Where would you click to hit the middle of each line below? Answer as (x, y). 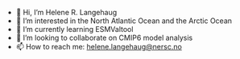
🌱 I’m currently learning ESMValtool (74, 29)
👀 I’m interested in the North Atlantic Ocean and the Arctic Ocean (124, 21)
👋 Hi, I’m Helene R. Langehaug (66, 12)
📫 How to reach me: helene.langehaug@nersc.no (99, 47)
